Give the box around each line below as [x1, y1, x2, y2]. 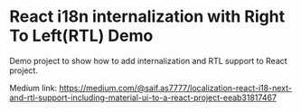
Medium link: [9, 82, 58, 93]
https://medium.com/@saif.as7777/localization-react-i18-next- [58, 82, 292, 93]
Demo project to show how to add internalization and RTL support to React [9, 55, 287, 66]
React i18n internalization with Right [9, 6, 286, 27]
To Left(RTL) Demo [9, 25, 154, 46]
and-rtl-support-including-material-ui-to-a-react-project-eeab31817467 [9, 92, 277, 103]
